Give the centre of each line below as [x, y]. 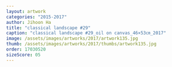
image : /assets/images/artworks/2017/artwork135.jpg [72, 38]
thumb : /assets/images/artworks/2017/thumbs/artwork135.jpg [82, 44]
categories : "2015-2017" [37, 17]
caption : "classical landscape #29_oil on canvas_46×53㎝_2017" [86, 33]
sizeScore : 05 [24, 55]
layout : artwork [26, 11]
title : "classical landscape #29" [49, 28]
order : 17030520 [26, 50]
